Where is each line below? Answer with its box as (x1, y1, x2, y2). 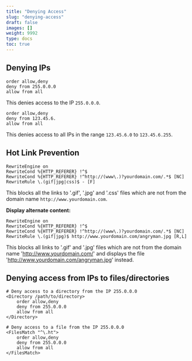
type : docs (6, 36, 33, 42)
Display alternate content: (6, 206, 71, 214)
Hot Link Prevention (6, 148, 80, 158)
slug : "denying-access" (6, 14, 64, 20)
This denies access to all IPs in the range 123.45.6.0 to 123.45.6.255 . (6, 131, 173, 138)
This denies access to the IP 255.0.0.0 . (6, 99, 101, 106)
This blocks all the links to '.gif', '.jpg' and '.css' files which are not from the (6, 189, 187, 196)
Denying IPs (6, 63, 51, 73)
